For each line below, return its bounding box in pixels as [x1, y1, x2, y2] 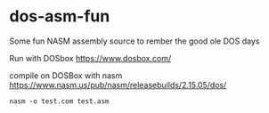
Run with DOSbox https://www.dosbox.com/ [9, 52, 172, 63]
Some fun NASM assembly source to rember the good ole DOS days [9, 36, 260, 46]
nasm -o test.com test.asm [9, 96, 110, 106]
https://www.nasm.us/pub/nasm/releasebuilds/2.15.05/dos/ [9, 79, 227, 90]
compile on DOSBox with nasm [9, 69, 123, 81]
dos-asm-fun [9, 6, 110, 27]
